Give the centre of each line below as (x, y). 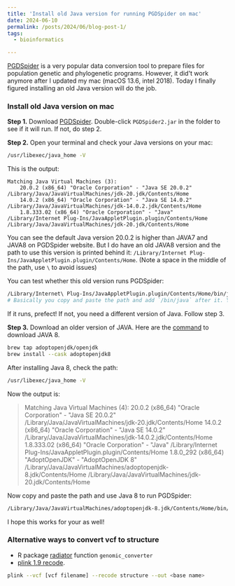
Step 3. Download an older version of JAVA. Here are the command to (108, 327)
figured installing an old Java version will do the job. (82, 88)
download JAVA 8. (34, 335)
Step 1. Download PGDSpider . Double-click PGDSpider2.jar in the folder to (114, 122)
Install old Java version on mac (61, 107)
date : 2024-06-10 (33, 20)
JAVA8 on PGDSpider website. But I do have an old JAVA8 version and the (114, 245)
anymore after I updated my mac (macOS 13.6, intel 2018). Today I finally (112, 81)
